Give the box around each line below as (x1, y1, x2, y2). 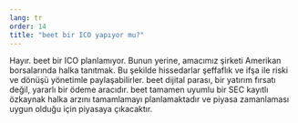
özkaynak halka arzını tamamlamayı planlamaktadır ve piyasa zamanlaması (9, 94, 290, 105)
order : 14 (9, 22, 47, 31)
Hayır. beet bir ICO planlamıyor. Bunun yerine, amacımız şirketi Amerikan (9, 56, 282, 67)
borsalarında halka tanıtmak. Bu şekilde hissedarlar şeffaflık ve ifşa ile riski (9, 65, 289, 76)
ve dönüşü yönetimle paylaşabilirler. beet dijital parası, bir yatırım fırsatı (9, 75, 276, 86)
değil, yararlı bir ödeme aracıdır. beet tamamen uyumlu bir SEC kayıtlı (9, 84, 269, 96)
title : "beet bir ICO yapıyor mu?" (9, 30, 145, 39)
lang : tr (9, 13, 43, 23)
